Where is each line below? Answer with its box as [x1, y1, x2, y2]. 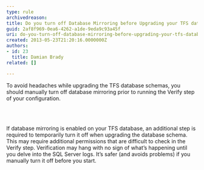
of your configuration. [6, 95, 61, 102]
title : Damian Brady [12, 54, 64, 60]
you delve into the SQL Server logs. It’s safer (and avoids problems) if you [6, 150, 191, 158]
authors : [6, 43, 29, 49]
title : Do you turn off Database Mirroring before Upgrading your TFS [6, 20, 189, 26]
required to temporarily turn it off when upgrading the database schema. [6, 131, 188, 138]
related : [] [6, 59, 36, 66]
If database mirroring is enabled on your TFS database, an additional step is [6, 124, 196, 132]
